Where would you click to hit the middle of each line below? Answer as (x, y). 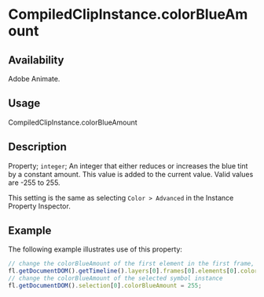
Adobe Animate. (34, 79)
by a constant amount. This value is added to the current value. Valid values (131, 174)
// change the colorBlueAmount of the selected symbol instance (115, 279)
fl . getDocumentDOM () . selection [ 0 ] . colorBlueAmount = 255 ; (105, 286)
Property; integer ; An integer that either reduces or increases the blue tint (128, 165)
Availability (36, 60)
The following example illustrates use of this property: (95, 249)
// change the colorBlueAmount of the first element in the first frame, (132, 264)
